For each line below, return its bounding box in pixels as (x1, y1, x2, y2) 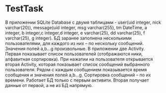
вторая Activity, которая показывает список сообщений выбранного (5, 61, 150, 67)
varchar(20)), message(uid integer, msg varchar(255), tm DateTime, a (5, 24, 147, 30)
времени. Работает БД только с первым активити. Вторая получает (5, 77, 149, 83)
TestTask (5, 3, 44, 14)
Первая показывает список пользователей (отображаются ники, (5, 50, 143, 57)
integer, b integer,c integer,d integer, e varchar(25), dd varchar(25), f (5, 30, 145, 36)
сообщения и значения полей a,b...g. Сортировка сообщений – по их (5, 72, 151, 78)
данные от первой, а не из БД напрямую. (5, 82, 93, 88)
